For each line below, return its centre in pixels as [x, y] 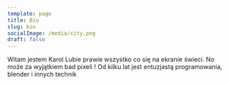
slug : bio [22, 26]
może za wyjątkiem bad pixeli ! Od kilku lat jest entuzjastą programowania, [115, 67]
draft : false [26, 40]
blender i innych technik [42, 75]
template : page [30, 14]
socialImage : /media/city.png [52, 33]
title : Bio [23, 20]
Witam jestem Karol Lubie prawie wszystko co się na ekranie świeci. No [111, 59]
